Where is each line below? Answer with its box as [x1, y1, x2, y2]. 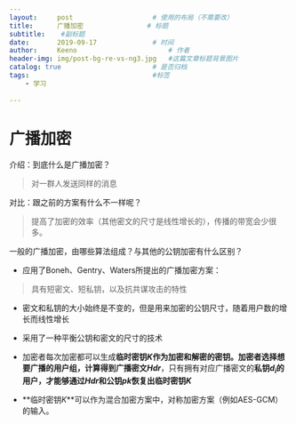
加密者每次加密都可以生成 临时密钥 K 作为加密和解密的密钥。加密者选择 [21, 352, 277, 363]
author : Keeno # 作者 [9, 46, 190, 55]
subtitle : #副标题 [9, 29, 85, 38]
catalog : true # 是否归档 [9, 63, 188, 72]
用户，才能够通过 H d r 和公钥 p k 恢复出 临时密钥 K [21, 375, 192, 387]
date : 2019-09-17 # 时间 [9, 37, 174, 47]
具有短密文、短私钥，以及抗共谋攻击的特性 [30, 284, 188, 294]
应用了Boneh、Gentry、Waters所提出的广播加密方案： [21, 265, 222, 276]
